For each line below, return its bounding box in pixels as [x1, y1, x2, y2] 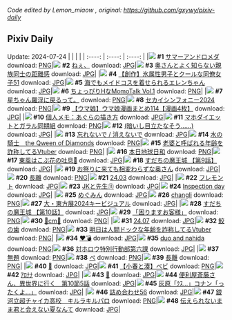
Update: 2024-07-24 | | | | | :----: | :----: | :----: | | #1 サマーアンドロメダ [7, 52, 220, 61]
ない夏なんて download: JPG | [37, 305, 121, 313]
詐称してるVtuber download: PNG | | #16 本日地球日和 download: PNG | [7, 147, 214, 156]
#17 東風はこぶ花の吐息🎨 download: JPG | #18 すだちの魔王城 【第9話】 [7, 156, 217, 164]
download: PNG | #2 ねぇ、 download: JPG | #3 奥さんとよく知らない [7, 61, 215, 69]
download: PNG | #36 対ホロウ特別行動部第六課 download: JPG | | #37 [7, 245, 220, 253]
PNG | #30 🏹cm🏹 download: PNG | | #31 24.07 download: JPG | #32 [7, 216, 217, 225]
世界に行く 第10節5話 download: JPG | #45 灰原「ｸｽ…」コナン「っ [25, 279, 224, 288]
